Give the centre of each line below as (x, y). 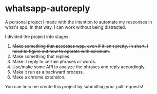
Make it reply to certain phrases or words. (54, 61)
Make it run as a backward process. (48, 72)
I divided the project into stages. (37, 37)
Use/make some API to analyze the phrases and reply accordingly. (79, 67)
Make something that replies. (41, 56)
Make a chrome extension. (39, 77)
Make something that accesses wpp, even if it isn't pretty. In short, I (80, 46)
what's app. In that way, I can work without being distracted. (66, 27)
